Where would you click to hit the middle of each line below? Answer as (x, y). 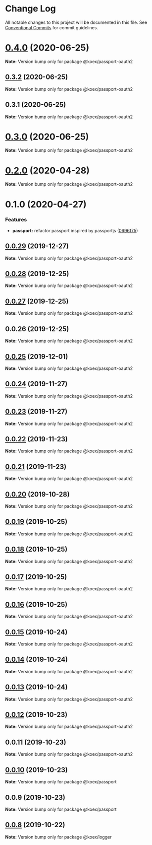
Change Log (30, 9)
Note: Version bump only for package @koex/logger (58, 837)
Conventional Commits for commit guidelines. (51, 27)
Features (16, 220)
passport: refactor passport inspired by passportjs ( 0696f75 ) (75, 230)
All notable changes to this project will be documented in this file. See (76, 22)
